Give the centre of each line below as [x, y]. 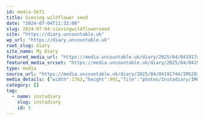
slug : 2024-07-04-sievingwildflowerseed [58, 29]
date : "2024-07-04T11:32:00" [43, 23]
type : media [21, 68]
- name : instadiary [36, 96]
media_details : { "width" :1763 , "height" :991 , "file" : [73, 79]
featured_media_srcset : [36, 62]
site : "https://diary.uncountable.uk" [55, 35]
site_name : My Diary [32, 52]
